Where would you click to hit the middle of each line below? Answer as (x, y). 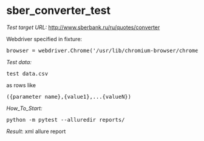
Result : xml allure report (36, 131)
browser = (21, 50)
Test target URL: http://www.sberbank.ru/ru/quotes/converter (83, 27)
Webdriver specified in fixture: (44, 39)
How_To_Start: (24, 108)
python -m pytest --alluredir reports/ (66, 120)
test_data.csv (27, 74)
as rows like (21, 85)
